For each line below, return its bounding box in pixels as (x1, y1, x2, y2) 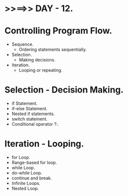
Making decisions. (18, 57, 55, 63)
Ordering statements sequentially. (18, 47, 87, 53)
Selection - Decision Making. (4, 84, 124, 96)
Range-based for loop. (11, 159, 57, 165)
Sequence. (11, 41, 34, 47)
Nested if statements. (11, 111, 55, 117)
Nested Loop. (11, 186, 39, 191)
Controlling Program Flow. (4, 25, 112, 37)
